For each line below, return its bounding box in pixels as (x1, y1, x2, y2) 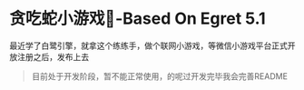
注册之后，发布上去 (16, 51, 89, 62)
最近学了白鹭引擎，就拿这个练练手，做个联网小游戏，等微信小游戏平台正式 (9, 40, 288, 51)
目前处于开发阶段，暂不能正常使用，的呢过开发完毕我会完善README (31, 70, 289, 82)
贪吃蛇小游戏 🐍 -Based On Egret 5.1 (9, 8, 266, 29)
